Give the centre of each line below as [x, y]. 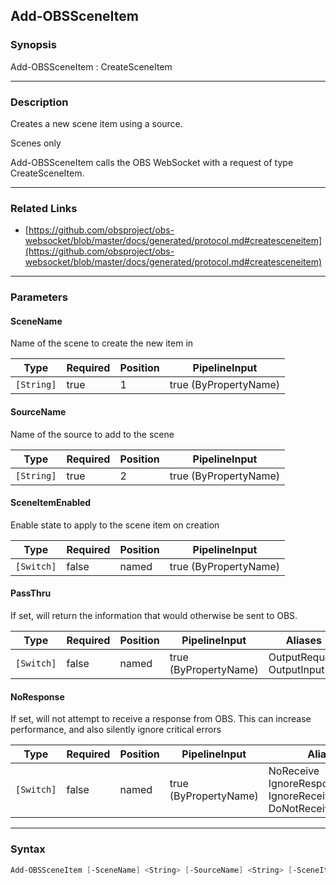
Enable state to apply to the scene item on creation [115, 525]
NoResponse [37, 696]
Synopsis [33, 45]
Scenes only [36, 143]
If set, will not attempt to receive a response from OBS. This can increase [161, 719]
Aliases [303, 641]
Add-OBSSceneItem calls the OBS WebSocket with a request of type [152, 162]
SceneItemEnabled [51, 503]
